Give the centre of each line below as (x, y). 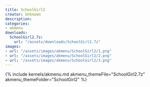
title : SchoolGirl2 (25, 10)
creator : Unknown (23, 14)
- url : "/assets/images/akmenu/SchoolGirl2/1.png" (58, 51)
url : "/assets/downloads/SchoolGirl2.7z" (57, 42)
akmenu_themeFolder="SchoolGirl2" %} (46, 80)
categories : (17, 23)
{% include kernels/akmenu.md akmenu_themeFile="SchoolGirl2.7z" (75, 74)
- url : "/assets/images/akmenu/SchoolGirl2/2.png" (58, 56)
